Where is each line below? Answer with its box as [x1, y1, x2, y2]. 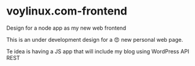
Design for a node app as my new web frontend [6, 24, 127, 31]
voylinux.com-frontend [6, 4, 128, 18]
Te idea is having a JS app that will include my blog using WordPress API [6, 47, 189, 55]
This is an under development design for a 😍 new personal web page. [6, 36, 183, 43]
